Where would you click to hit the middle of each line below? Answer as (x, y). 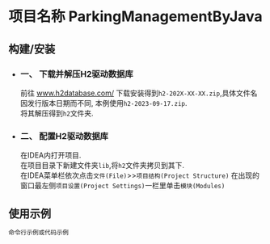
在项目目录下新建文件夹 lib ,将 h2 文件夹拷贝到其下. (102, 166)
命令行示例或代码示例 (38, 232)
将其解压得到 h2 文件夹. (57, 113)
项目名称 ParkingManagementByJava (135, 17)
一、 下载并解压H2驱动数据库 (76, 74)
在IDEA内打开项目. (51, 155)
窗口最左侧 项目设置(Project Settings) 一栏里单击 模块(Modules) (122, 186)
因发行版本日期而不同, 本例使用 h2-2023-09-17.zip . (103, 103)
